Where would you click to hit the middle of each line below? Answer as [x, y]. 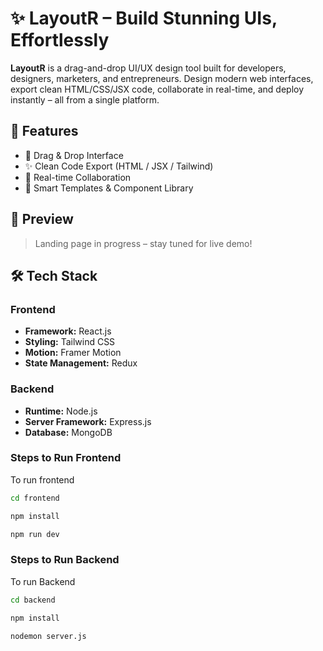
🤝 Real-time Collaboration [78, 177]
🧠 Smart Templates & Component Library [109, 188]
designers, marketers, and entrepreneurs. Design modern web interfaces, [162, 78]
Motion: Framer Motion [73, 353]
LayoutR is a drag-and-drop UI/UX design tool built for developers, [148, 68]
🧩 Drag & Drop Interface [74, 155]
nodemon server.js [48, 636]
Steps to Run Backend [65, 560]
